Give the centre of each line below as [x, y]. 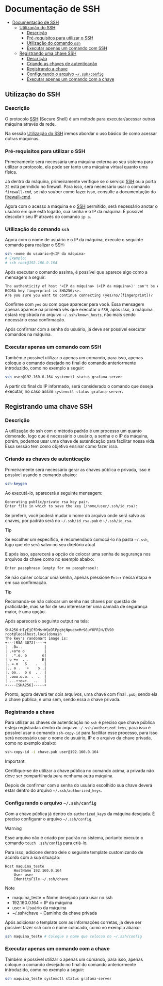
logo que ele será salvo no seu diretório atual [50, 545]
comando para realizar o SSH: [35, 245]
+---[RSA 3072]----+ [26, 643]
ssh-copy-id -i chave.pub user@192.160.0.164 [52, 752]
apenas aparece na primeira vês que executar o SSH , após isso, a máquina [79, 310]
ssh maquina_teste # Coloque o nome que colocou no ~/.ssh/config [73, 936]
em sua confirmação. [26, 583]
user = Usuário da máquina [39, 908]
